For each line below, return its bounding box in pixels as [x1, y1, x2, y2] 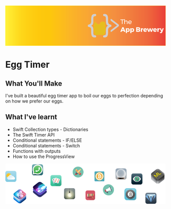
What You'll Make [5, 79, 63, 88]
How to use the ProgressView [12, 153, 75, 160]
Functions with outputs [12, 148, 61, 154]
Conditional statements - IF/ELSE [12, 137, 82, 143]
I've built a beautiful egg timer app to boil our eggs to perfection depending [5, 93, 163, 98]
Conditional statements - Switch [12, 142, 80, 148]
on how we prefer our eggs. [5, 98, 64, 104]
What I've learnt [5, 113, 58, 121]
